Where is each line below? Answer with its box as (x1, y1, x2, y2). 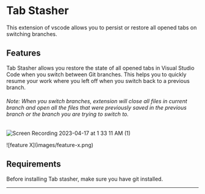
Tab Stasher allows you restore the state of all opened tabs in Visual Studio (6, 64, 195, 71)
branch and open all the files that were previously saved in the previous (6, 104, 187, 112)
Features (6, 48, 41, 59)
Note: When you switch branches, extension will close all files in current (6, 98, 187, 105)
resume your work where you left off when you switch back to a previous (6, 77, 190, 84)
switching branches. (6, 30, 57, 37)
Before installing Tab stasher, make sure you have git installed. (6, 175, 164, 182)
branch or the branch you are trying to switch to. (6, 110, 129, 118)
